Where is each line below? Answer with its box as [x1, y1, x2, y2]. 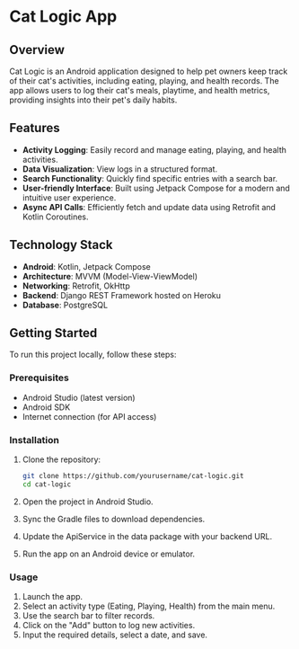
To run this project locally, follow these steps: [9, 349, 177, 360]
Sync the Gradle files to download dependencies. [22, 513, 206, 524]
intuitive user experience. [22, 191, 117, 203]
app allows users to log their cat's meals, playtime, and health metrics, [9, 85, 270, 95]
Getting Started [9, 325, 98, 341]
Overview [9, 42, 66, 58]
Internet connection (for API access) [22, 411, 157, 422]
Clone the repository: [22, 454, 101, 465]
